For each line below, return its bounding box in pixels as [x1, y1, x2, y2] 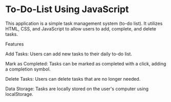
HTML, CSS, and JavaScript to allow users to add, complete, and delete [5, 25, 156, 31]
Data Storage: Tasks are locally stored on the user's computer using [5, 85, 149, 92]
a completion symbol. [5, 66, 51, 72]
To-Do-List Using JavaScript [5, 4, 129, 15]
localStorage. [5, 91, 33, 97]
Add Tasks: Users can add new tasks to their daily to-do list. [5, 51, 132, 57]
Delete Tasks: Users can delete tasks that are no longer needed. [5, 76, 141, 82]
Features [5, 41, 24, 47]
